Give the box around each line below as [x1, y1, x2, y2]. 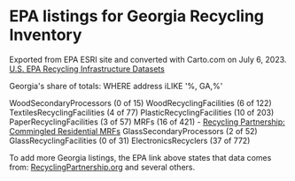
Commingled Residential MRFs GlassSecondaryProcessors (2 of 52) [9, 125, 259, 136]
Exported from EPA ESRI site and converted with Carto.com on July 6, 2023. [9, 54, 287, 64]
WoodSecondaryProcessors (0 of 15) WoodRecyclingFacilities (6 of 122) [9, 97, 272, 108]
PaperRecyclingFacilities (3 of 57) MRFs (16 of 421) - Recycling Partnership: [9, 117, 285, 127]
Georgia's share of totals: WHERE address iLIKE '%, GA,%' [9, 80, 223, 91]
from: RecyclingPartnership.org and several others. [9, 162, 196, 172]
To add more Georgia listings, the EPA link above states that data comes [9, 152, 272, 162]
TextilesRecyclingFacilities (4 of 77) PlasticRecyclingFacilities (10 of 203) [9, 107, 275, 117]
